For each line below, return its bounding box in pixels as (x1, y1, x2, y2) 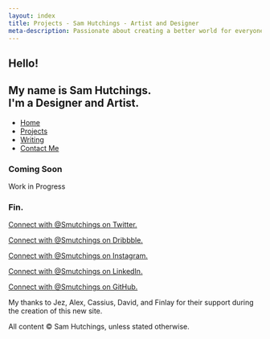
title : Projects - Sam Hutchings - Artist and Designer (8, 19, 199, 27)
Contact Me (19, 143, 59, 153)
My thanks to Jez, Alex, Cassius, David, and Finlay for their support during (8, 298, 255, 308)
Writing (19, 134, 44, 145)
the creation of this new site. (8, 306, 103, 316)
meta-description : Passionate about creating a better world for (8, 27, 231, 35)
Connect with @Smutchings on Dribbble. (8, 235, 143, 245)
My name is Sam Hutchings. (8, 84, 152, 97)
